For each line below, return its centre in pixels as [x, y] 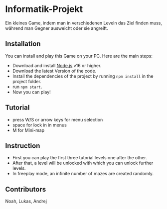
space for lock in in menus [40, 125]
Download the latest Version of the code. [54, 71]
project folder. [27, 81]
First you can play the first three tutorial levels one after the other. [80, 158]
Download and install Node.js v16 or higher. [57, 65]
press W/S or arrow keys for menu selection [58, 119]
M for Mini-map [28, 130]
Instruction [23, 146]
